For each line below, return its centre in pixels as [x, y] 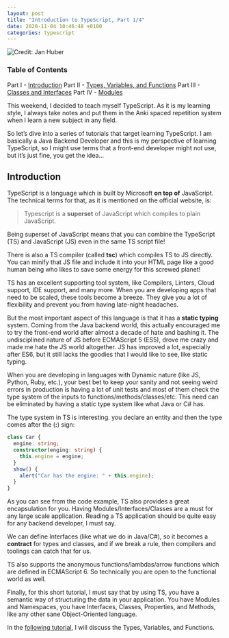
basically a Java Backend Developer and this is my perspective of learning [112, 141]
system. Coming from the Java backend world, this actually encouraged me [114, 325]
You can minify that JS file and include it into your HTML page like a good [110, 262]
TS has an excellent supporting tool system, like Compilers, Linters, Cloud [111, 283]
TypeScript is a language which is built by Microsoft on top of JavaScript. [110, 193]
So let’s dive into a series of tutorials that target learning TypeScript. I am [109, 133]
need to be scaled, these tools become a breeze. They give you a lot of [107, 297]
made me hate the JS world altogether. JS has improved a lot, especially [109, 347]
